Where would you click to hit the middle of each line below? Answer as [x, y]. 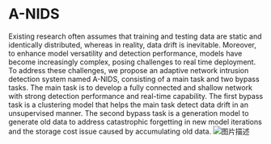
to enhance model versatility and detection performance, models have [125, 53]
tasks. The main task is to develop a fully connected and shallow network [131, 87]
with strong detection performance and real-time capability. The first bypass [136, 96]
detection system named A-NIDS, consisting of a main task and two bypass [134, 79]
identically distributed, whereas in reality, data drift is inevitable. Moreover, [132, 44]
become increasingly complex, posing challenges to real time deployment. [132, 62]
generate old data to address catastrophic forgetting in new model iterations [135, 121]
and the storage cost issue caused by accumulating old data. [110, 131]
